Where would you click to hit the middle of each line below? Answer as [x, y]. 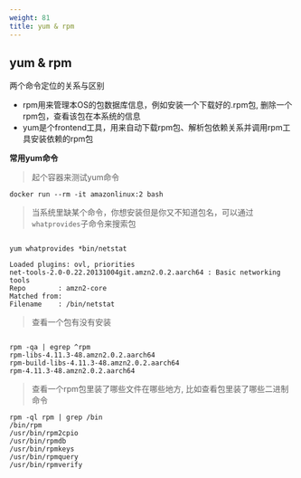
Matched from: [36, 296]
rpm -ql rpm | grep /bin [56, 417]
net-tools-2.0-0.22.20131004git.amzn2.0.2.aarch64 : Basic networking [145, 272]
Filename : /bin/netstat [62, 304]
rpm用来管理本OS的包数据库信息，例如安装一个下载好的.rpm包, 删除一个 [157, 105]
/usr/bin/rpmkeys [42, 449]
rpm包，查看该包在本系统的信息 [82, 116]
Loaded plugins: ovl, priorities [72, 265]
